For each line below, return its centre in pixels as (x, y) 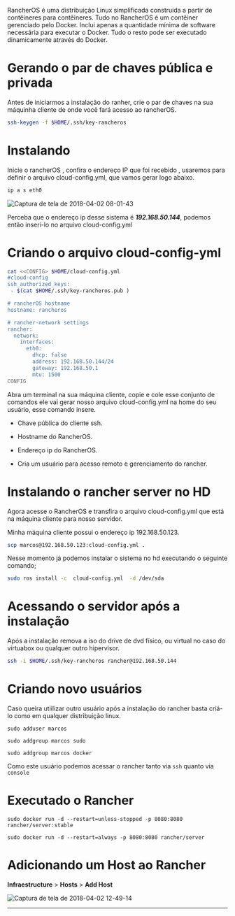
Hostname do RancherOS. (55, 436)
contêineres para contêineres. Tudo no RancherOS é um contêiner (103, 17)
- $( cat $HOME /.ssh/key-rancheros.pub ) (70, 291)
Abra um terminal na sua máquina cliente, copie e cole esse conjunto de (111, 394)
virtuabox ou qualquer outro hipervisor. (64, 648)
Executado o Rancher (71, 801)
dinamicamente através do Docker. (57, 40)
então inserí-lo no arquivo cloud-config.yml (70, 224)
